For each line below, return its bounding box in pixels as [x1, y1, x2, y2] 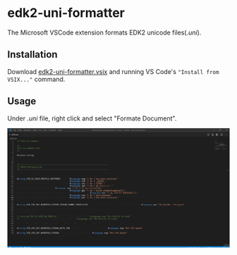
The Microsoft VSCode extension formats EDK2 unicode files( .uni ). [7, 28, 202, 37]
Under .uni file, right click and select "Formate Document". [7, 114, 177, 123]
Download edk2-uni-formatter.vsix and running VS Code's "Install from [7, 67, 219, 75]
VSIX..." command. [7, 75, 66, 83]
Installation [7, 49, 58, 61]
